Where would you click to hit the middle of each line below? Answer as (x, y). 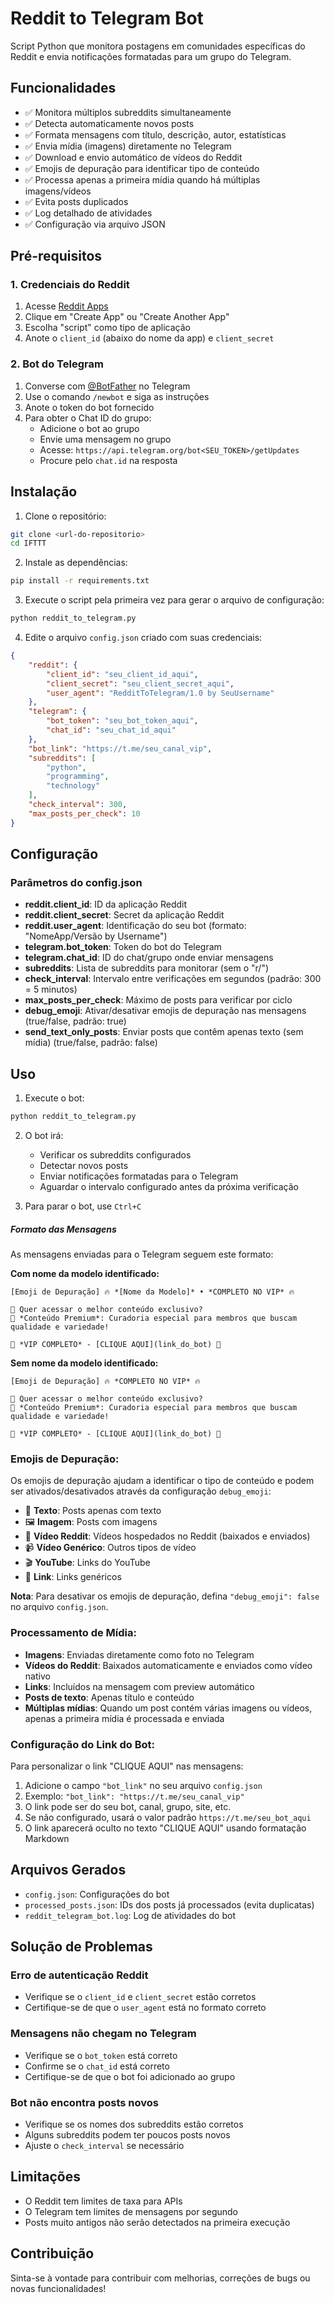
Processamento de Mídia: (73, 1633)
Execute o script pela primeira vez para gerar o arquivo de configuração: (174, 600)
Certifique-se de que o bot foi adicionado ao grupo (130, 2076)
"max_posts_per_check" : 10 (84, 813)
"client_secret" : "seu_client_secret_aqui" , (140, 683)
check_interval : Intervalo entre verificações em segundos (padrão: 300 (173, 979)
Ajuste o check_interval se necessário (104, 2145)
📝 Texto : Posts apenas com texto (93, 1511)
